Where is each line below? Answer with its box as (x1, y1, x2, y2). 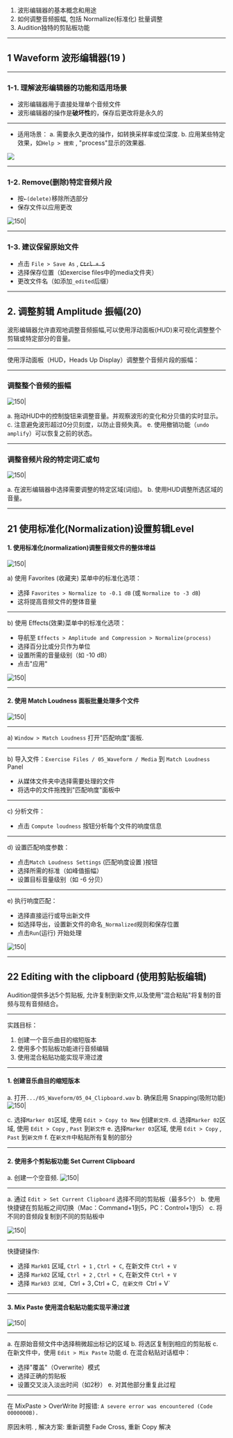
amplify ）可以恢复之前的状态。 (7, 429, 96, 437)
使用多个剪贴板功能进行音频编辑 (17, 1044, 109, 1053)
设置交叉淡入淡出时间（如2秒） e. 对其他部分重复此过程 (17, 1380, 176, 1389)
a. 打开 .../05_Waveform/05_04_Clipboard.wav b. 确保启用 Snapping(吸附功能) (7, 1093, 226, 1101)
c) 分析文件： (7, 806, 45, 815)
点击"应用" (17, 660, 48, 668)
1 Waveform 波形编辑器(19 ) (7, 52, 126, 64)
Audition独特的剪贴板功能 (17, 24, 90, 31)
